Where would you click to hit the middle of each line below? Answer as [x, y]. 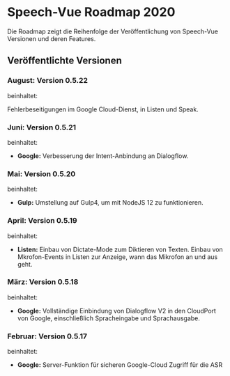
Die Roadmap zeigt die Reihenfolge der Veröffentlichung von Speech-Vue [113, 31]
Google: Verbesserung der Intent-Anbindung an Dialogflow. [103, 156]
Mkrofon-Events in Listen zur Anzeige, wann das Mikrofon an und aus [117, 257]
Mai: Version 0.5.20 [41, 173]
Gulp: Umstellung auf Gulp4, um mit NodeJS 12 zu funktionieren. [110, 203]
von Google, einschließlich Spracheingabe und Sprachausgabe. [109, 318]
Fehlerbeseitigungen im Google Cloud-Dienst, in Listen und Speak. [103, 109]
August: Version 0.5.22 [48, 81]
